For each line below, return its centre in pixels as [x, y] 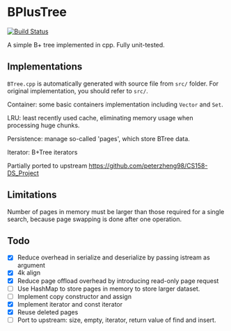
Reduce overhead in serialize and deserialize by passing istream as [113, 257]
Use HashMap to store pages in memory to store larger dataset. [109, 289]
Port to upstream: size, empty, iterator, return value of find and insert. [117, 320]
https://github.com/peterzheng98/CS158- [148, 165]
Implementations [45, 67]
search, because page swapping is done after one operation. [95, 219]
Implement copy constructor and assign [74, 296]
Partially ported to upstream [47, 165]
